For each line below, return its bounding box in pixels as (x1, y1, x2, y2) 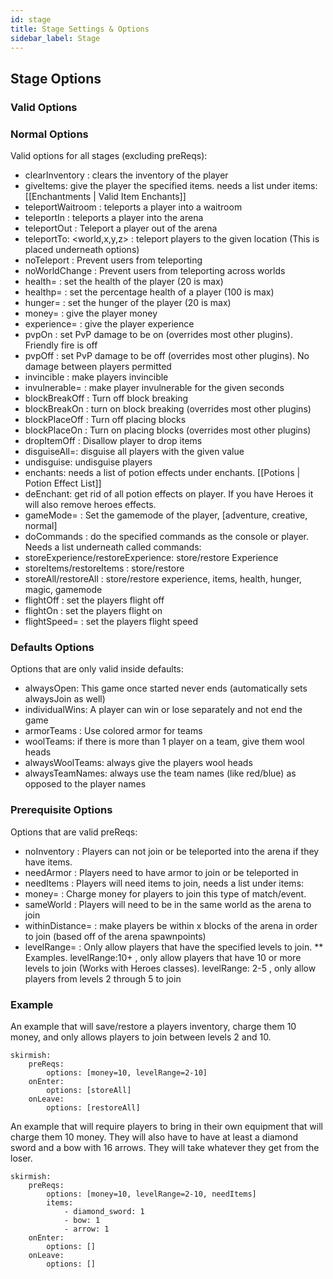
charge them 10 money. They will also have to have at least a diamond (10, 1131, 299, 1143)
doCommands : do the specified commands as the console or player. (24, 530, 309, 542)
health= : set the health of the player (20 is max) (24, 275, 224, 287)
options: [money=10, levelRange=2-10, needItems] (46, 1189, 257, 1199)
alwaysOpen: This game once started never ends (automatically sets (24, 682, 308, 695)
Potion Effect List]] (24, 477, 102, 489)
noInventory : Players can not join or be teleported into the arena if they (24, 845, 320, 857)
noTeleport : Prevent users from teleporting (24, 254, 203, 266)
